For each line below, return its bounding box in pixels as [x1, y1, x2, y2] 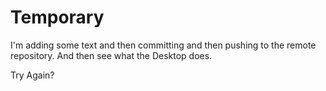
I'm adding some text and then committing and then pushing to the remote [10, 39, 317, 51]
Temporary [10, 6, 105, 29]
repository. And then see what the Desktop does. [10, 49, 213, 61]
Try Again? [10, 69, 55, 81]
